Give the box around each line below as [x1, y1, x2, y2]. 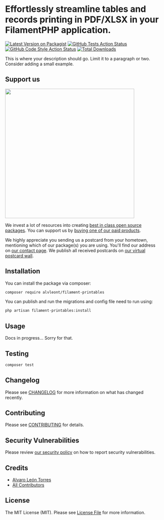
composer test [5, 362, 34, 367]
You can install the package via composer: [5, 280, 91, 286]
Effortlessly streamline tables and [5, 3, 146, 15]
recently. [5, 394, 23, 400]
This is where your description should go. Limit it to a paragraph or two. [5, 55, 150, 61]
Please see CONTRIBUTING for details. [5, 422, 85, 428]
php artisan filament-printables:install [5, 308, 92, 313]
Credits [5, 464, 29, 472]
